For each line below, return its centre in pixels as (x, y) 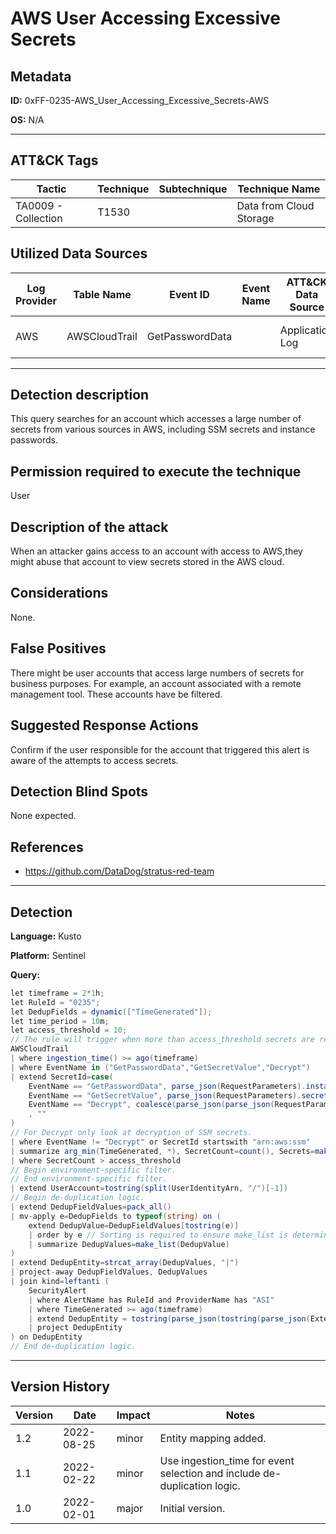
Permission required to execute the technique (156, 471)
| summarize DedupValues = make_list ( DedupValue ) (129, 1244)
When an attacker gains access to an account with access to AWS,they (156, 551)
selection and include (210, 1473)
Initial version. (192, 1508)
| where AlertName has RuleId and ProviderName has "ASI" (151, 1300)
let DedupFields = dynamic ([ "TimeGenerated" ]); (111, 1012)
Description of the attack (89, 527)
